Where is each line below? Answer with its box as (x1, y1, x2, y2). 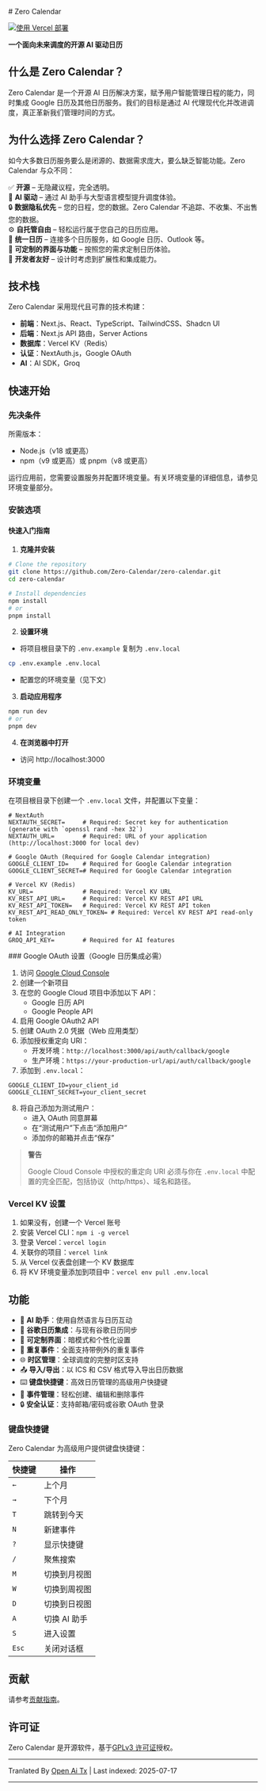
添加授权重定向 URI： (19, 1036, 89, 1045)
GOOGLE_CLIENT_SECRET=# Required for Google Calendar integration (8, 867, 232, 875)
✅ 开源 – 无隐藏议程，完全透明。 (8, 182, 114, 192)
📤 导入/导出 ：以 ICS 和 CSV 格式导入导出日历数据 (19, 1365, 184, 1374)
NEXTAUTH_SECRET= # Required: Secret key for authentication (8, 819, 228, 827)
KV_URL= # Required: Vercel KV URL (8, 888, 172, 896)
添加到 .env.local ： (19, 1066, 85, 1075)
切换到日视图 (44, 1598, 93, 1610)
